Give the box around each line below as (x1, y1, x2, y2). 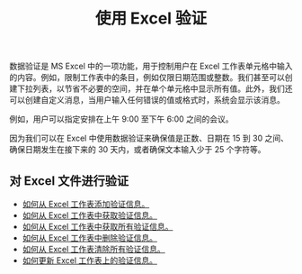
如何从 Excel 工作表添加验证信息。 (22, 199, 150, 209)
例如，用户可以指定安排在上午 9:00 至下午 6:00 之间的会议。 (9, 114, 234, 124)
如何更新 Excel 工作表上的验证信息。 (22, 255, 157, 266)
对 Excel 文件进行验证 (9, 173, 129, 188)
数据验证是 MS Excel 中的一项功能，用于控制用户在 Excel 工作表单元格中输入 (9, 60, 293, 72)
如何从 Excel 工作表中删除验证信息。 (22, 233, 157, 243)
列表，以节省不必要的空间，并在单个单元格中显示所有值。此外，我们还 (32, 83, 293, 95)
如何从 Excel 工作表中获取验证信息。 (22, 210, 157, 221)
